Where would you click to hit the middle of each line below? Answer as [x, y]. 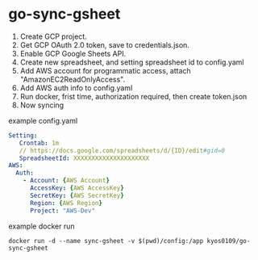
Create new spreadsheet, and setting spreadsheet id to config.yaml [132, 62]
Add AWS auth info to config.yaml [76, 88]
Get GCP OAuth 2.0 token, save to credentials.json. [104, 44]
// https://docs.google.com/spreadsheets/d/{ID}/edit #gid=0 [122, 150]
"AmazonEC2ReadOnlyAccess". [73, 79]
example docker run [42, 226]
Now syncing [42, 105]
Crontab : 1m [39, 143]
